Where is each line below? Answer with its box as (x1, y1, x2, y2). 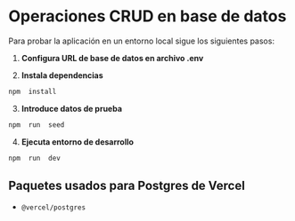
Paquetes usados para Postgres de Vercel (8, 178, 246, 193)
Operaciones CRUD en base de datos (8, 6, 287, 27)
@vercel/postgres (20, 203, 86, 212)
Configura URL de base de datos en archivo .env (20, 52, 204, 63)
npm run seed (8, 120, 65, 130)
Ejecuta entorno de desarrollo (20, 136, 135, 147)
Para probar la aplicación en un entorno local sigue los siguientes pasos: (8, 36, 275, 46)
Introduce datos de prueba (20, 103, 122, 114)
